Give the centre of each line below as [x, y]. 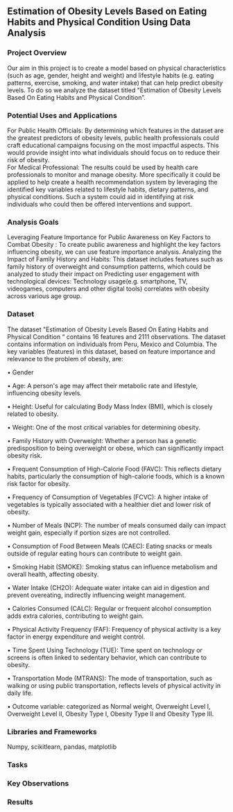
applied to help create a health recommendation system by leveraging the [113, 182]
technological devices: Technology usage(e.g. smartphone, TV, [97, 282]
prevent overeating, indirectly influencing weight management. [97, 595]
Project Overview [37, 53]
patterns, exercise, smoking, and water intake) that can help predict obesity [115, 83]
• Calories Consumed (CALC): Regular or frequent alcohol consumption [109, 608]
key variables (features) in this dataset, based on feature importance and [111, 351]
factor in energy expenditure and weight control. [76, 637]
